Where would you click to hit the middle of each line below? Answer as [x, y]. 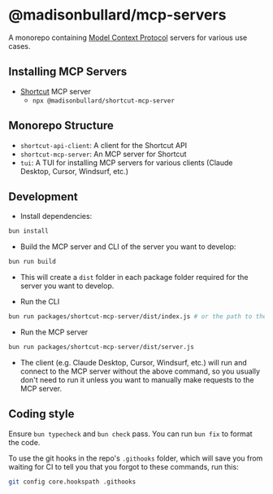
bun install [28, 231]
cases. [19, 46]
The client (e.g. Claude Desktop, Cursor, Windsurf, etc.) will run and [133, 362]
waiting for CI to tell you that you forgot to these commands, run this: [123, 466]
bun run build [32, 262]
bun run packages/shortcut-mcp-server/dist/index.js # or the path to [130, 317]
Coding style [41, 414]
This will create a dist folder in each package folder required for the [134, 278]
